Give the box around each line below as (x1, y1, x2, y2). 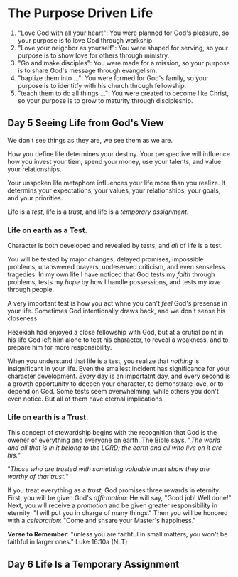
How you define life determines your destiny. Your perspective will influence (7, 149, 231, 158)
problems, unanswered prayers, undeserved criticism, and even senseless (7, 263, 225, 271)
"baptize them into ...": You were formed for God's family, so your (17, 73, 210, 82)
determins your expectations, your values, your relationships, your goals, (7, 186, 221, 195)
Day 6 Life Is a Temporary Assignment (7, 558, 180, 570)
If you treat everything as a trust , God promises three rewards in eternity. (7, 486, 221, 495)
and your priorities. (7, 193, 63, 202)
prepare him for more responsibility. (7, 343, 112, 352)
